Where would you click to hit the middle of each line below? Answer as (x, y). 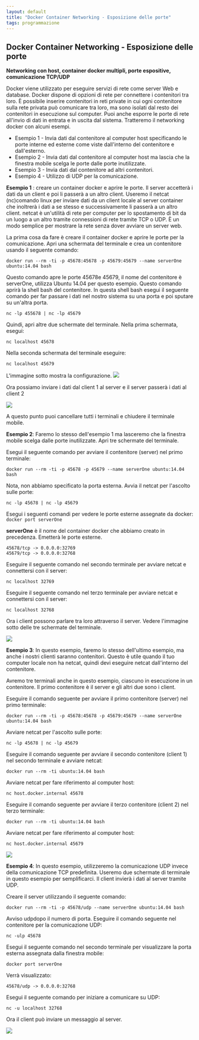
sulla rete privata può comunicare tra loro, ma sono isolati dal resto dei (92, 107)
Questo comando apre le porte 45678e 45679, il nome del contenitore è (94, 277)
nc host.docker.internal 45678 (45, 794)
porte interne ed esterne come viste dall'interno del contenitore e (94, 144)
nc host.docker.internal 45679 (45, 844)
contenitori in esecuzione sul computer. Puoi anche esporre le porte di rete (98, 114)
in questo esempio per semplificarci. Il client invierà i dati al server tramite (96, 879)
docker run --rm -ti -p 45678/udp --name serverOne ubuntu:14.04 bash (95, 908)
